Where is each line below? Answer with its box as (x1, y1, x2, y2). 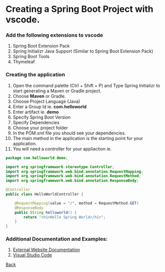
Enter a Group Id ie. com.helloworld (12, 103, 87, 110)
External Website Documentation (12, 247, 80, 253)
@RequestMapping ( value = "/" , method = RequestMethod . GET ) (14, 201, 139, 205)
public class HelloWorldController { (5, 192, 84, 197)
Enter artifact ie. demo (12, 109, 59, 115)
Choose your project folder (12, 125, 68, 131)
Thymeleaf (12, 59, 35, 65)
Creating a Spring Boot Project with (5, 3, 154, 15)
